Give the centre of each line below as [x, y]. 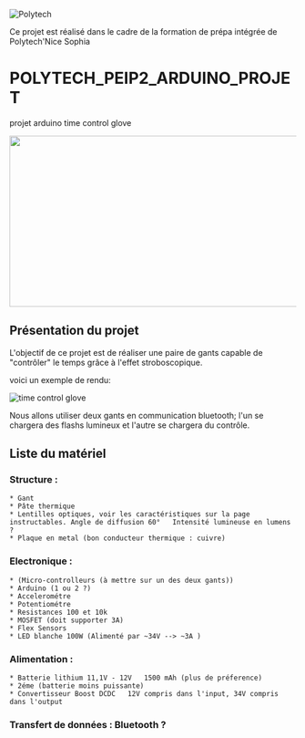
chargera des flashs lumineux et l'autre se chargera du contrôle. [130, 425]
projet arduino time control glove [71, 122]
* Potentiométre [40, 604]
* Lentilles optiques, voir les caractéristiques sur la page [130, 515]
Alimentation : [41, 659]
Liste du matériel [58, 454]
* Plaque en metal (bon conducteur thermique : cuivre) [117, 538]
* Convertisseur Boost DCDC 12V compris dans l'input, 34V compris [144, 694]
